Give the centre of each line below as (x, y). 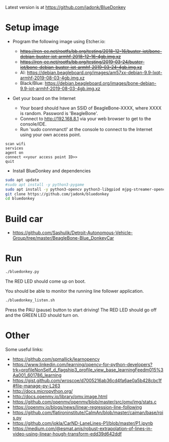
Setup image (32, 28)
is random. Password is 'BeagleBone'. (59, 113)
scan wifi (16, 144)
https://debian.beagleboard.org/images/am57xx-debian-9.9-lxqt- (95, 72)
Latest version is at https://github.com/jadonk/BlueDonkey (65, 7)
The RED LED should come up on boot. (46, 281)
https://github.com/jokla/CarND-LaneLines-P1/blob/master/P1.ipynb (83, 423)
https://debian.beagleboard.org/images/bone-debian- (101, 83)
